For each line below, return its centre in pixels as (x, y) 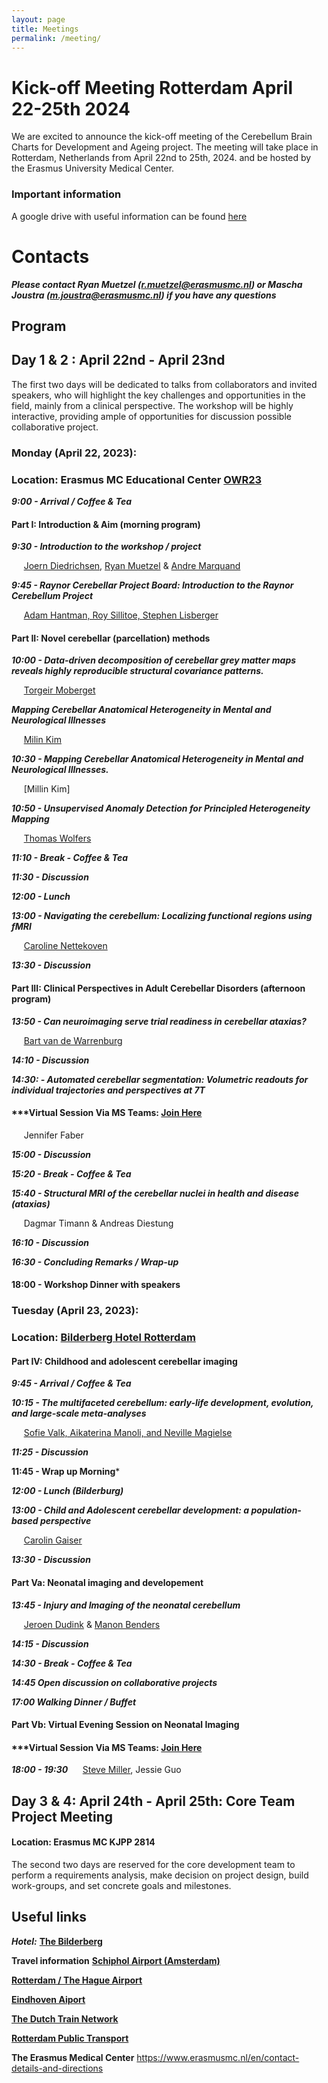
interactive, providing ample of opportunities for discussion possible (151, 416)
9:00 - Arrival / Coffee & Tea (72, 501)
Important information (66, 194)
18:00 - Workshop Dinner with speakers (96, 1285)
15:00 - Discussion (51, 1154)
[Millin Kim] (47, 789)
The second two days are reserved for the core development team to (153, 1865)
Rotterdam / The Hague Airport (77, 1980)
